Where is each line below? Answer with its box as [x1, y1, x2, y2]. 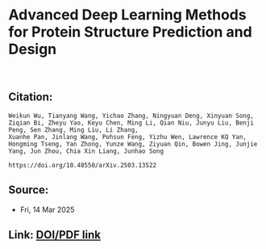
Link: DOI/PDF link [8, 228, 101, 242]
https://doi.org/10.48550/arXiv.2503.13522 [8, 161, 157, 169]
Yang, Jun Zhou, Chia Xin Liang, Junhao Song [8, 147, 164, 155]
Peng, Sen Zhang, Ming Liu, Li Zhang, [8, 125, 139, 134]
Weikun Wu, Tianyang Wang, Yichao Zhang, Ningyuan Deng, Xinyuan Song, [8, 112, 254, 120]
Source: [8, 184, 49, 197]
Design [8, 40, 57, 58]
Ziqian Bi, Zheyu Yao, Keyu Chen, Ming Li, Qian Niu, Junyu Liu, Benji [8, 119, 254, 127]
